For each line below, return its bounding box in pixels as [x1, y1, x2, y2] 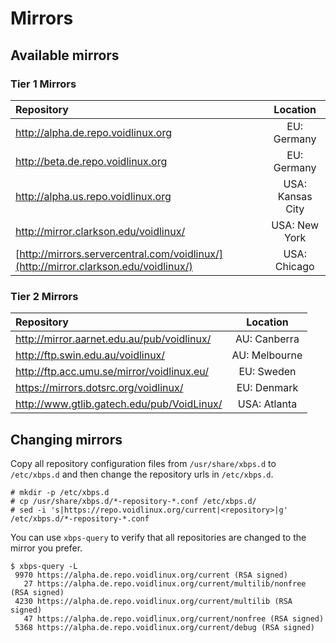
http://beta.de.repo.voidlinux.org [15, 154, 168, 168]
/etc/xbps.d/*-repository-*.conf [10, 513, 150, 524]
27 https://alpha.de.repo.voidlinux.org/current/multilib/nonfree [23, 578, 307, 589]
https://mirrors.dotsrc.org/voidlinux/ [15, 381, 184, 395]
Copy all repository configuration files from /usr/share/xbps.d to [10, 457, 277, 469]
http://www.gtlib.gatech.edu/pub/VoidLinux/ [15, 397, 223, 411]
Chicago [274, 259, 315, 273]
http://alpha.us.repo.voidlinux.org [15, 189, 172, 203]
